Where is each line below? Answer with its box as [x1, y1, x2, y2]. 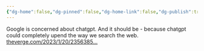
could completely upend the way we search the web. [6, 31, 138, 39]
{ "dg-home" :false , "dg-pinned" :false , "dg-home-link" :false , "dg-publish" [6, 8, 191, 15]
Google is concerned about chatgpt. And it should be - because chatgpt [6, 25, 186, 32]
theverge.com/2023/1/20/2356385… [6, 38, 98, 45]
